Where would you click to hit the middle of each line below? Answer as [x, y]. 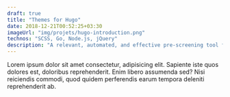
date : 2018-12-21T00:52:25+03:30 [55, 26]
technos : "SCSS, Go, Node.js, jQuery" [62, 39]
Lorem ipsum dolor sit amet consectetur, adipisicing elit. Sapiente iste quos [113, 65]
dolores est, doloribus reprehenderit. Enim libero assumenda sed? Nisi [106, 72]
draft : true [24, 13]
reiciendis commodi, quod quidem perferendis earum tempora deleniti [106, 79]
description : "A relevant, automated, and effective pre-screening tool [113, 45]
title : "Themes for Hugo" [44, 20]
